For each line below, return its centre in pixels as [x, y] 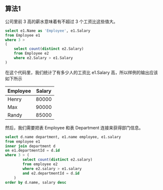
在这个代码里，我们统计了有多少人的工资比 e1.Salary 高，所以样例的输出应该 [81, 72]
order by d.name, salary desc [36, 182]
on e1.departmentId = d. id [32, 150]
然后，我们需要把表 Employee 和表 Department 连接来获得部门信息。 [74, 127]
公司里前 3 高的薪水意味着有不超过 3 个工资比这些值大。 [61, 21]
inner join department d [30, 146]
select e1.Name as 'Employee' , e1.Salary [48, 31]
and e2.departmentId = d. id [51, 173]
